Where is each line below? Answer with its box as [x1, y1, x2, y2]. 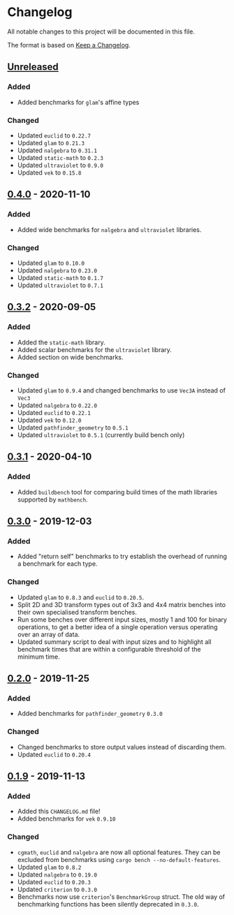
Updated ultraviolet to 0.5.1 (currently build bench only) [17, 430, 185, 439]
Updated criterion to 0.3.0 [17, 885, 98, 893]
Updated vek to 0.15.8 [17, 168, 82, 177]
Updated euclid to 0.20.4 [17, 750, 91, 759]
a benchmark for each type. [17, 559, 98, 568]
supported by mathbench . [17, 495, 89, 504]
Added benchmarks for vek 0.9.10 [17, 814, 116, 823]
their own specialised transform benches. [17, 608, 138, 616]
